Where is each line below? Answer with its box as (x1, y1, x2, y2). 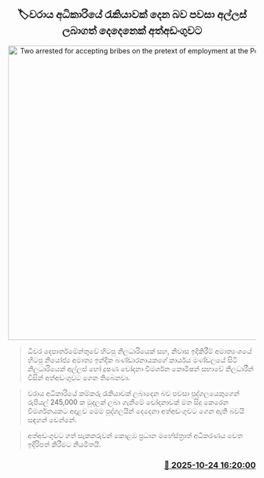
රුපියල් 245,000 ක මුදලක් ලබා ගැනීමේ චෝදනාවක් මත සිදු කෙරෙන (27, 397, 229, 407)
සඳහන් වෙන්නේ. (27, 414, 77, 424)
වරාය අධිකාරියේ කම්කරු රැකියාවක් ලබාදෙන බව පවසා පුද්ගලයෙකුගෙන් (27, 389, 240, 398)
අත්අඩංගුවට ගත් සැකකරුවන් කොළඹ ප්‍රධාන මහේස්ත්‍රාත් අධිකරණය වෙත (27, 430, 244, 440)
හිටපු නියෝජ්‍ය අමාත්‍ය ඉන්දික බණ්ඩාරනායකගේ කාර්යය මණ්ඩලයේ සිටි (27, 355, 238, 364)
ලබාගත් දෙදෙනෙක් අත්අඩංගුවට (61, 24, 203, 38)
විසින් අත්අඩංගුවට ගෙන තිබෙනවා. (27, 373, 130, 382)
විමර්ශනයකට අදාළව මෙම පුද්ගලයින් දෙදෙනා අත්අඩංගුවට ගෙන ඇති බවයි (27, 406, 245, 415)
